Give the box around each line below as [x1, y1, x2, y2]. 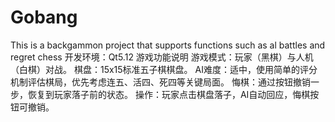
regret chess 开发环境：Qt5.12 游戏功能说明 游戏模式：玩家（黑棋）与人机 [10, 51, 314, 63]
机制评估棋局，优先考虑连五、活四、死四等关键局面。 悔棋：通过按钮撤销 [10, 76, 311, 88]
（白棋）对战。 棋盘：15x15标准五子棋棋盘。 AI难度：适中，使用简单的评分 [10, 63, 318, 75]
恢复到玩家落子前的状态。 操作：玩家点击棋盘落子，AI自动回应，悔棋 [27, 88, 311, 100]
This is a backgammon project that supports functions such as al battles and [10, 39, 326, 51]
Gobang [10, 6, 78, 29]
